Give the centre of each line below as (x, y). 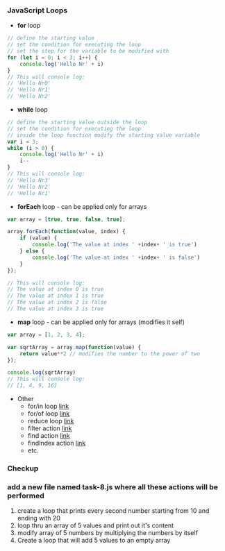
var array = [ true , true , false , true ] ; (67, 219)
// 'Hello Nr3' (29, 180)
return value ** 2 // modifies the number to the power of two (110, 354)
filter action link (50, 428)
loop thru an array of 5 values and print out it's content (95, 525)
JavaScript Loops (37, 10)
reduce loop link (51, 421)
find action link (49, 436)
